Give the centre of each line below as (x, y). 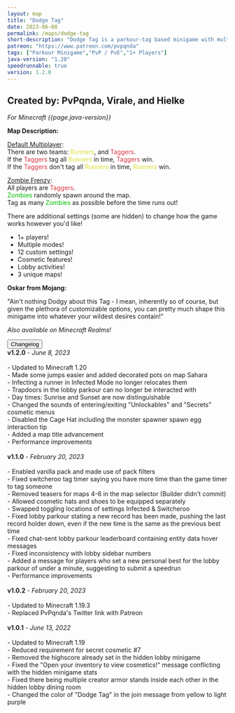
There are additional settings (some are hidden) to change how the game (113, 216)
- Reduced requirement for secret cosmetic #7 (74, 650)
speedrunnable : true (37, 66)
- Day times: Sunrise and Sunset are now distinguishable (89, 397)
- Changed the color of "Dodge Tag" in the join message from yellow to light (117, 695)
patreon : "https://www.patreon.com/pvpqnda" (73, 46)
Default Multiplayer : (36, 145)
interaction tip (27, 427)
